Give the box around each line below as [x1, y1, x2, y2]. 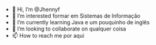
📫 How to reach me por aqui [11, 32, 85, 39]
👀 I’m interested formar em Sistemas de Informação [11, 12, 141, 19]
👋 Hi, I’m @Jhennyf [11, 6, 60, 13]
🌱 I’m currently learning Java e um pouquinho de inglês [11, 19, 150, 26]
